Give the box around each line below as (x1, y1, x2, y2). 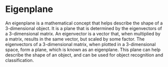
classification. (5, 57, 34, 63)
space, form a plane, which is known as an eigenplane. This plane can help (5, 46, 161, 52)
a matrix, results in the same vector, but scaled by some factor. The (5, 36, 145, 42)
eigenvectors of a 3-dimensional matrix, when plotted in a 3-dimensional (5, 41, 156, 47)
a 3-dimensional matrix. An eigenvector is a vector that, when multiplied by (5, 30, 161, 36)
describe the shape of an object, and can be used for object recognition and (5, 51, 163, 58)
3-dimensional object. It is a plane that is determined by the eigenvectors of (5, 25, 162, 31)
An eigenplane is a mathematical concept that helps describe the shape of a (5, 20, 163, 26)
